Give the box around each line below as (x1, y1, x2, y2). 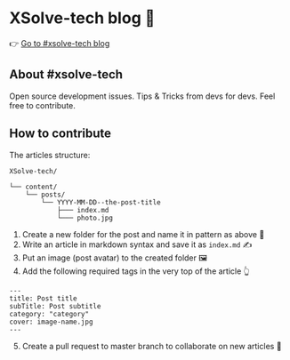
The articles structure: (9, 149, 91, 160)
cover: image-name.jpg (9, 317, 93, 326)
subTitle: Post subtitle (9, 301, 101, 310)
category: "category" (9, 309, 90, 318)
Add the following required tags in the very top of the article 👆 (21, 266, 251, 276)
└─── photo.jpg (56, 213, 114, 222)
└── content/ (9, 182, 58, 191)
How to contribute (9, 126, 112, 141)
